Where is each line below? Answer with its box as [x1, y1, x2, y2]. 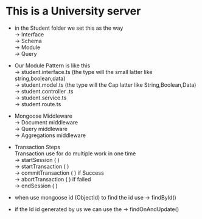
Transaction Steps [14, 143, 60, 150]
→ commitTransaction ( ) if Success [14, 169, 104, 177]
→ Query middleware [14, 125, 68, 132]
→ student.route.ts [14, 100, 61, 107]
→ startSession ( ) [14, 156, 60, 163]
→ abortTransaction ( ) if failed [14, 175, 91, 183]
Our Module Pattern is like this [14, 62, 91, 69]
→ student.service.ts [14, 94, 67, 101]
